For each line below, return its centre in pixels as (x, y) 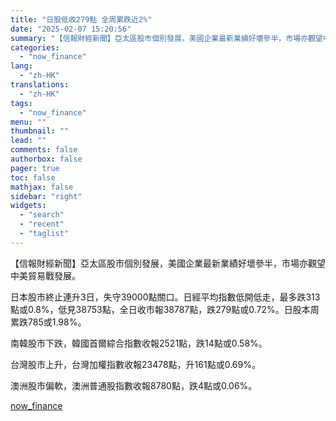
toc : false (33, 177)
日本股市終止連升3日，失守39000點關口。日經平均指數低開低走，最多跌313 (165, 297)
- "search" (42, 215)
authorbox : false (46, 159)
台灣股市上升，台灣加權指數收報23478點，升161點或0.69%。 (135, 364)
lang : (21, 66)
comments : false (44, 150)
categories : (35, 47)
